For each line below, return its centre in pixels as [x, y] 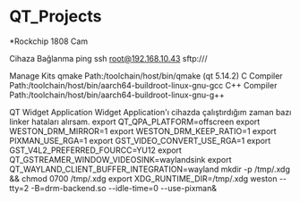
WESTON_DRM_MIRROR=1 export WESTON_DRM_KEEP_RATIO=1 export [143, 130]
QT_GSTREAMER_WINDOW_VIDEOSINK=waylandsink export [120, 159]
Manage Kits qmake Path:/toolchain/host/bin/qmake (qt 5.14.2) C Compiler [146, 76]
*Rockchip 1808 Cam [48, 41]
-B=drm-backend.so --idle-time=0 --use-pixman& [124, 188]
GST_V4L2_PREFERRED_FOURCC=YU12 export [95, 150]
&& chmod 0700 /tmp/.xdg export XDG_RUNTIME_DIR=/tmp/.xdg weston [143, 178]
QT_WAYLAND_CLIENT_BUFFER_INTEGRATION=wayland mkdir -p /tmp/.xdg [150, 169]
